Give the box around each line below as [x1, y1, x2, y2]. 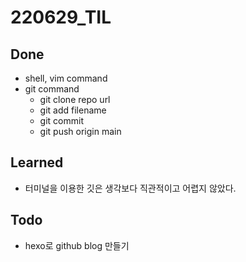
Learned [10, 154, 64, 171]
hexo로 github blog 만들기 [24, 239, 130, 251]
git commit [39, 115, 84, 126]
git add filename [39, 104, 107, 116]
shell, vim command [24, 72, 108, 84]
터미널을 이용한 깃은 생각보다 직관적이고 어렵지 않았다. [24, 182, 237, 194]
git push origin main [39, 126, 122, 137]
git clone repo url [39, 94, 111, 105]
